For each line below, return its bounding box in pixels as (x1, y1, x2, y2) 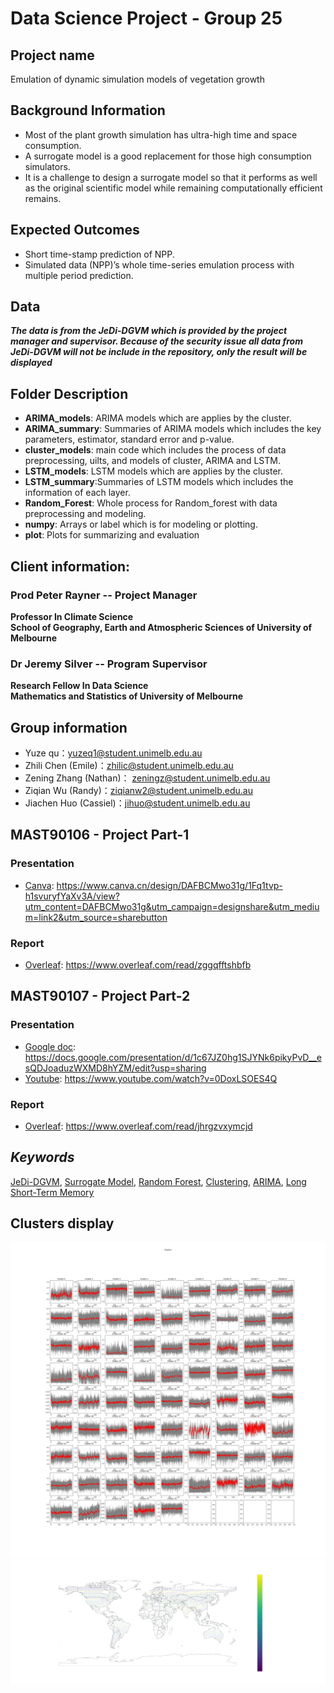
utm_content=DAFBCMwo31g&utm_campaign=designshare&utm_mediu (24, 900, 320, 912)
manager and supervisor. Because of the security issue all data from (10, 335, 303, 347)
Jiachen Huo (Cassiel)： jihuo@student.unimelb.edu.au (24, 797, 251, 809)
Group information (10, 719, 128, 736)
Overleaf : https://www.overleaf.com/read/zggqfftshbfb (24, 959, 252, 971)
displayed (10, 357, 53, 369)
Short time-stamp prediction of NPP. (24, 248, 175, 260)
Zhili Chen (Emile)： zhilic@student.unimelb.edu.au (24, 760, 234, 772)
